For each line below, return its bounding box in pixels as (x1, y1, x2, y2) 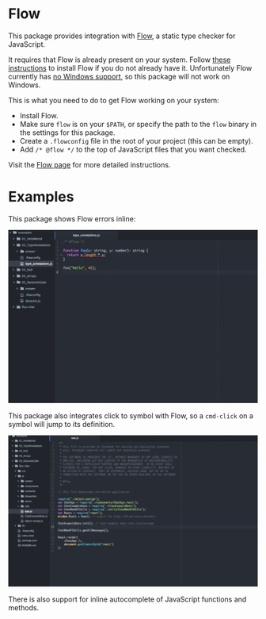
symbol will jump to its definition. (8, 419, 116, 429)
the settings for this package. (19, 128, 116, 137)
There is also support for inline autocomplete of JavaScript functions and (8, 594, 247, 604)
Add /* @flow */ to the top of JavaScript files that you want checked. (19, 144, 247, 154)
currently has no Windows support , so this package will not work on (8, 71, 230, 81)
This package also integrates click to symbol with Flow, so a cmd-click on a (8, 410, 253, 421)
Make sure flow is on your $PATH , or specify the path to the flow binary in (19, 119, 257, 129)
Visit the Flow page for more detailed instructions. (8, 160, 171, 169)
